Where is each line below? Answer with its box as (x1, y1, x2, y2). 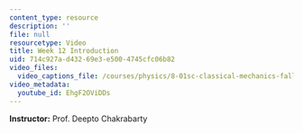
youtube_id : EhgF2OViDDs (17, 88, 111, 97)
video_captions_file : (17, 72, 99, 81)
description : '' (9, 22, 70, 31)
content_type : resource (9, 13, 99, 22)
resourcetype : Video (9, 38, 87, 48)
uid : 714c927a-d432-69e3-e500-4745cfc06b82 (9, 55, 176, 64)
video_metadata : (9, 80, 70, 89)
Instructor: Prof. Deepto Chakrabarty (9, 113, 148, 124)
